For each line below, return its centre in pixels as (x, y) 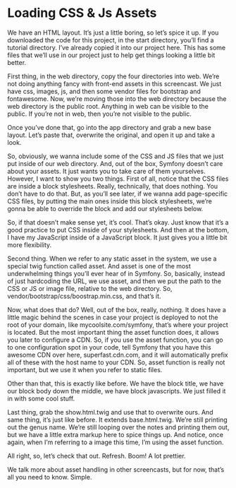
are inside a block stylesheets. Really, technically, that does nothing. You (113, 186)
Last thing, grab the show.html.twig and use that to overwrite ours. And (110, 412)
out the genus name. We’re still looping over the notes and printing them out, (118, 427)
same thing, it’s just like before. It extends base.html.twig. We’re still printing (117, 419)
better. (17, 62)
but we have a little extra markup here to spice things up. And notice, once (116, 434)
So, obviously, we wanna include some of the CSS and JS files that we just (116, 156)
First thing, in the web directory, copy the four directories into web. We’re (113, 76)
